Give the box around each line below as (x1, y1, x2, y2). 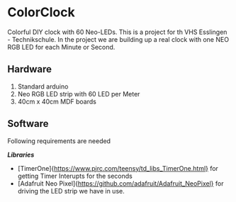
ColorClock (7, 4, 76, 21)
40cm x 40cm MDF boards (17, 97, 97, 106)
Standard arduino (17, 82, 69, 91)
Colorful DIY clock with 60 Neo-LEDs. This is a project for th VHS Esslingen (7, 28, 227, 36)
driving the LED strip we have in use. (17, 186, 125, 195)
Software (7, 118, 49, 130)
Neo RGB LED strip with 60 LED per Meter (17, 89, 140, 98)
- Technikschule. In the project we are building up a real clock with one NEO (7, 35, 229, 43)
